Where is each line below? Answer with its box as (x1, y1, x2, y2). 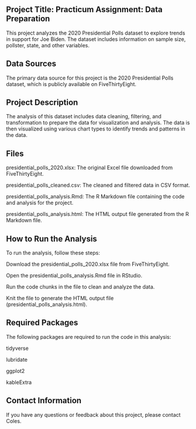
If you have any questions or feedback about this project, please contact (6, 411, 181, 418)
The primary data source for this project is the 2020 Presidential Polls (6, 74, 174, 81)
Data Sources (6, 59, 57, 69)
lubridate (6, 356, 28, 363)
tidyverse (6, 345, 29, 352)
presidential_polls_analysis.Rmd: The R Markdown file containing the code (6, 193, 185, 200)
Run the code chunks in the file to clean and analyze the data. (6, 283, 155, 290)
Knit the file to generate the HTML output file (6, 295, 114, 302)
